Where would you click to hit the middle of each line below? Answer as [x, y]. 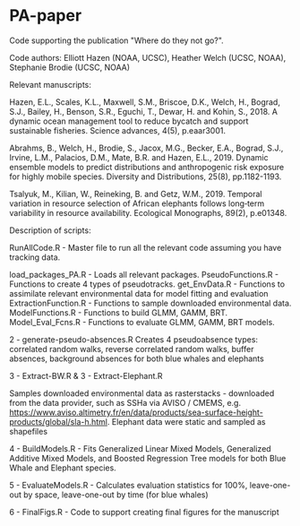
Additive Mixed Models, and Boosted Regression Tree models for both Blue [148, 458]
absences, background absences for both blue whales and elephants [137, 358]
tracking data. [35, 257]
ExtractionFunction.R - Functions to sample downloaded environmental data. [150, 303]
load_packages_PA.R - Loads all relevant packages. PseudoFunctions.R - [144, 274]
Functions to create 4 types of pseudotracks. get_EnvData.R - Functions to [147, 284]
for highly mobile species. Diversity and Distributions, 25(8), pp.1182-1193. [146, 177]
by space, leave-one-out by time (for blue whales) [116, 495]
